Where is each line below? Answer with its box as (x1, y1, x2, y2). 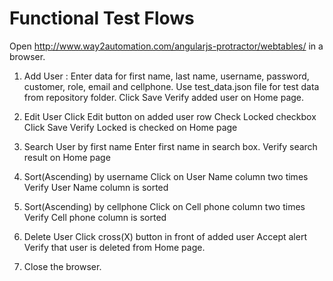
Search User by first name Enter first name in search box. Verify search (23, 140, 318, 152)
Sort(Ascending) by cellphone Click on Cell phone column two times (23, 200, 306, 212)
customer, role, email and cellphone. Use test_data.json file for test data (23, 80, 320, 92)
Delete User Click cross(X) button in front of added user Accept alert (23, 230, 307, 242)
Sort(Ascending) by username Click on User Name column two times (23, 170, 309, 182)
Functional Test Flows (9, 7, 195, 30)
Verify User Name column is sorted (23, 181, 169, 193)
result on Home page (23, 151, 111, 163)
